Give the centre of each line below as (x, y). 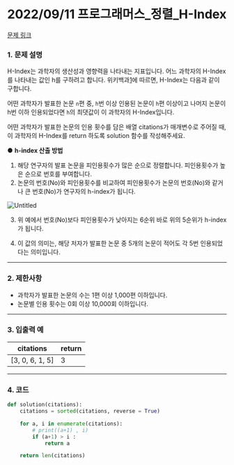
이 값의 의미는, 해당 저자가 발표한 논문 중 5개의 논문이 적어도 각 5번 (108, 243)
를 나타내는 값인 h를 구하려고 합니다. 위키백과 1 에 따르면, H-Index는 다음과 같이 (114, 80)
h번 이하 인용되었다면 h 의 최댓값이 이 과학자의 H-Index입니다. (91, 112)
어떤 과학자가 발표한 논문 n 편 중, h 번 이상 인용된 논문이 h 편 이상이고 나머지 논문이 (117, 104)
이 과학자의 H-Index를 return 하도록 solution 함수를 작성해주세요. (96, 136)
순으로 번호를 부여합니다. (58, 174)
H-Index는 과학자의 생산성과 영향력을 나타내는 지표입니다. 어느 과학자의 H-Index (117, 71)
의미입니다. (45, 252)
